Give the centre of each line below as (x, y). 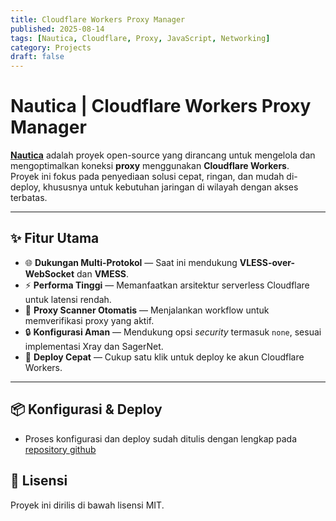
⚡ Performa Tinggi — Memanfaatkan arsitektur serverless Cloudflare (167, 285)
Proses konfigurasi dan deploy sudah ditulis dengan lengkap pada (161, 438)
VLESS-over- (267, 262)
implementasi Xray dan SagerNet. (94, 346)
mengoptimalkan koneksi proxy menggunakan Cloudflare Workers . (150, 166)
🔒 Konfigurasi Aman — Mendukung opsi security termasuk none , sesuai (173, 332)
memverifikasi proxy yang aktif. (89, 320)
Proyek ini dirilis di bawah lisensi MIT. (87, 505)
